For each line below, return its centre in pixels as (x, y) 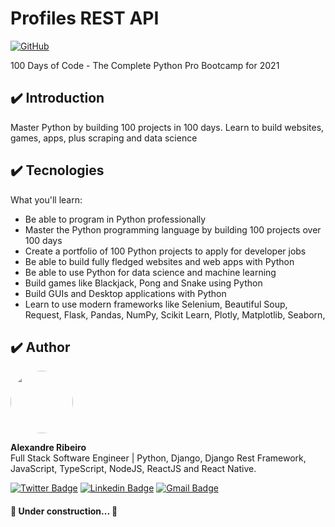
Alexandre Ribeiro (48, 448)
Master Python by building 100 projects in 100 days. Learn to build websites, (167, 127)
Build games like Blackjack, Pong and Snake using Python (143, 283)
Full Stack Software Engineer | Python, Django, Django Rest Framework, (158, 458)
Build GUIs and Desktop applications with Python (125, 293)
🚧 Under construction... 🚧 (64, 511)
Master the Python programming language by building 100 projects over (173, 229)
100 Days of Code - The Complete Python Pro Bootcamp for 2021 (145, 65)
